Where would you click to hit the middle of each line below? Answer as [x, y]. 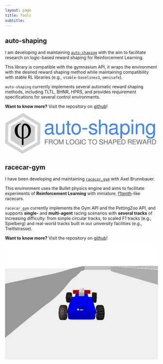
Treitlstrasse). [19, 229]
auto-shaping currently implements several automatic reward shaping [74, 87]
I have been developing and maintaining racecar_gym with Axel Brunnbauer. [80, 179]
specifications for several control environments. [53, 97]
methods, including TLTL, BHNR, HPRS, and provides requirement [71, 92]
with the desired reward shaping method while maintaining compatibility [77, 72]
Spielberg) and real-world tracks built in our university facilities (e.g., [73, 224]
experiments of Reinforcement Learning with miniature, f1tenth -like [73, 194]
